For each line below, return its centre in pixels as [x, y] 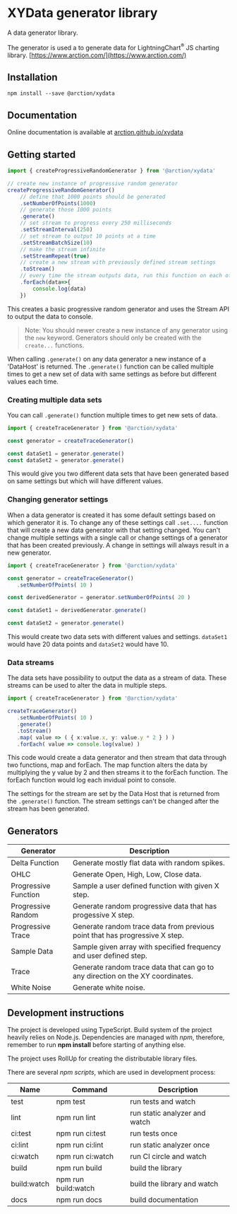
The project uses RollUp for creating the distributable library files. [102, 1058]
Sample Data [32, 952]
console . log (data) [60, 289]
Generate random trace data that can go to [144, 967]
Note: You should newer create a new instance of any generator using [126, 330]
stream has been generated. [48, 809]
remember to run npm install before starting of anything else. [97, 1045]
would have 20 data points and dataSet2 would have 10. [88, 644]
